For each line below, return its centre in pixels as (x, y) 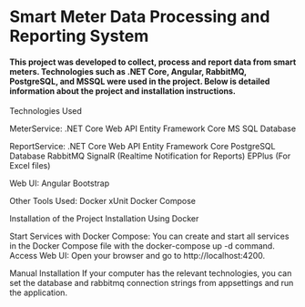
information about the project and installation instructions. (123, 91)
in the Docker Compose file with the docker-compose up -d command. (142, 246)
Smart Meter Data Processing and (140, 17)
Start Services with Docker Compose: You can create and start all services (149, 236)
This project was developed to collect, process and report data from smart (153, 62)
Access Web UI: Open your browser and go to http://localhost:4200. (137, 256)
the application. (39, 292)
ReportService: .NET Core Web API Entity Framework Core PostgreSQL (142, 147)
